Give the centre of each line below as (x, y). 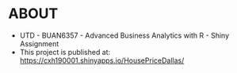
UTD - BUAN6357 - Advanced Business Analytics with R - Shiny (124, 35)
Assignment (39, 43)
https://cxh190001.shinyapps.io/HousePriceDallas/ (102, 60)
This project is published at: (65, 52)
